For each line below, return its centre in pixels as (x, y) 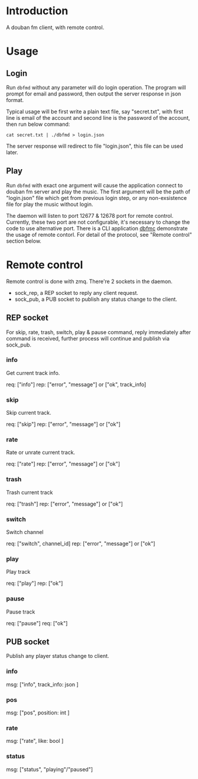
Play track (18, 572)
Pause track (21, 612)
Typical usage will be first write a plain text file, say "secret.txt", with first (95, 112)
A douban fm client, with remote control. (55, 27)
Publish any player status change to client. (58, 656)
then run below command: (38, 124)
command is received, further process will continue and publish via (88, 338)
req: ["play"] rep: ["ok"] (35, 583)
